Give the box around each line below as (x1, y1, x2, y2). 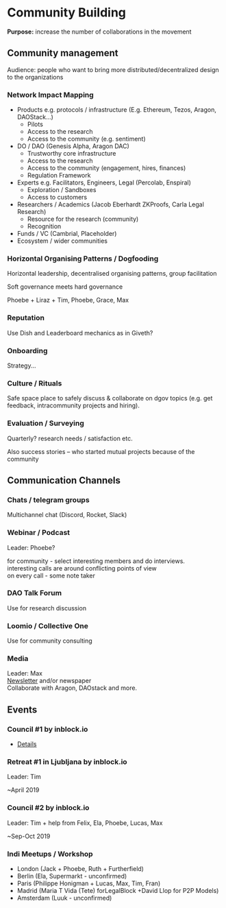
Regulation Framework (27, 171, 91, 180)
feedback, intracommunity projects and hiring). (7, 401, 140, 409)
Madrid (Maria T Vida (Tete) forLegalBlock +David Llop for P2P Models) (16, 886, 219, 894)
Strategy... (7, 361, 36, 370)
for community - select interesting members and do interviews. (7, 557, 185, 565)
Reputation (7, 313, 45, 323)
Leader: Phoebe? (7, 543, 55, 551)
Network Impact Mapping (7, 90, 94, 99)
